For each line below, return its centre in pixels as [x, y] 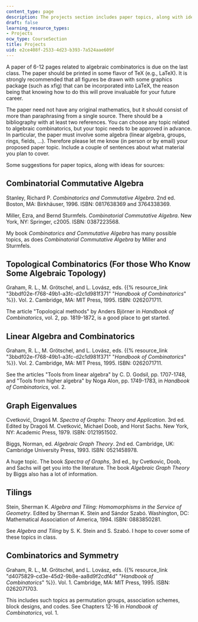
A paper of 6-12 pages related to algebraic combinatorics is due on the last [97, 67]
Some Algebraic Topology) [56, 273]
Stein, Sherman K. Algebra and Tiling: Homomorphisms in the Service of [94, 507]
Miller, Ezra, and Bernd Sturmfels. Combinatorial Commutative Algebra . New [99, 215]
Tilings [19, 492]
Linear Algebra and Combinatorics [70, 336]
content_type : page [30, 12]
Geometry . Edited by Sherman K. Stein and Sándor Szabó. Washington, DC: [98, 513]
